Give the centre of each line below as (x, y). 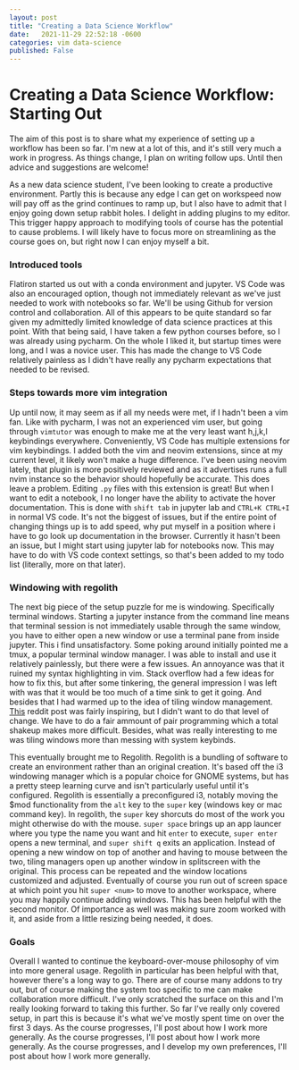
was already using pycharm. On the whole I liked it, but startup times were (145, 341)
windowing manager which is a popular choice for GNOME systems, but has (149, 776)
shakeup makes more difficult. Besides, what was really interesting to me (143, 730)
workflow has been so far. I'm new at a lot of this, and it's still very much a (145, 148)
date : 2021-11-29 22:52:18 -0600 (75, 34)
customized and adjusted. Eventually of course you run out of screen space (149, 880)
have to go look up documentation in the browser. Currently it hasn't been (145, 535)
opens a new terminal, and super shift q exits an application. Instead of (142, 842)
